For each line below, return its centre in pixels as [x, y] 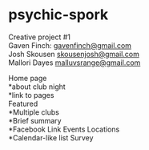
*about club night [37, 87]
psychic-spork [58, 15]
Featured [23, 103]
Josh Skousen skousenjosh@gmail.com [74, 54]
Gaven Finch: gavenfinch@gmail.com [70, 45]
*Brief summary [35, 120]
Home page [28, 78]
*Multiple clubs [34, 112]
